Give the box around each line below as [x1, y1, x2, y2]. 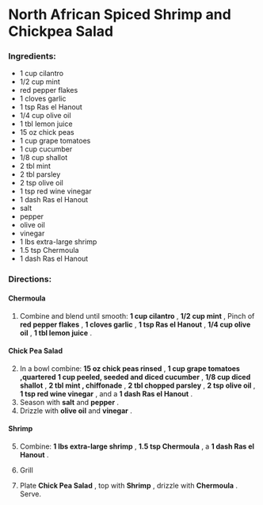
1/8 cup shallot [19, 153, 68, 163]
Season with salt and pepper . [19, 397, 120, 407]
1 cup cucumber [19, 144, 73, 154]
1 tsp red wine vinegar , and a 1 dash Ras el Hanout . [19, 388, 193, 398]
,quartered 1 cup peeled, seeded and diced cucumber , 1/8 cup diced [19, 372, 251, 381]
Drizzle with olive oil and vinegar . [19, 406, 132, 415]
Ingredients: [8, 51, 57, 62]
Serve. [19, 489, 42, 499]
